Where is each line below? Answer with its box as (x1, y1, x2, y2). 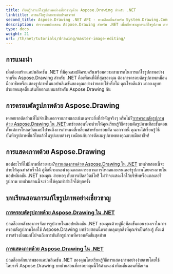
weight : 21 (6, 31, 29, 36)
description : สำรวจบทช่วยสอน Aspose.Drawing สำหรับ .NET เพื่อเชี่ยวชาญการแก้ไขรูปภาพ (6, 22, 161, 27)
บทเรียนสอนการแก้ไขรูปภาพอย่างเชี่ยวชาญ (6, 193, 111, 202)
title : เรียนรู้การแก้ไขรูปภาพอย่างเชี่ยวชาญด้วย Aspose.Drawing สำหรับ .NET (6, 7, 137, 13)
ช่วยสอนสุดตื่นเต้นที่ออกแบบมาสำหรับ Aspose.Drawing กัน (6, 86, 111, 92)
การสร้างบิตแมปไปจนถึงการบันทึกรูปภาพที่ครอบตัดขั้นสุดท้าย (6, 232, 106, 238)
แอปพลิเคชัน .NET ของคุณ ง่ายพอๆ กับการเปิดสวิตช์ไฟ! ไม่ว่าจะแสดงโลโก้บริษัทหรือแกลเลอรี (6, 172, 162, 179)
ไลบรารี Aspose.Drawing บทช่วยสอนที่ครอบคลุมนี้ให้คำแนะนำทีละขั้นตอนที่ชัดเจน (6, 263, 148, 269)
